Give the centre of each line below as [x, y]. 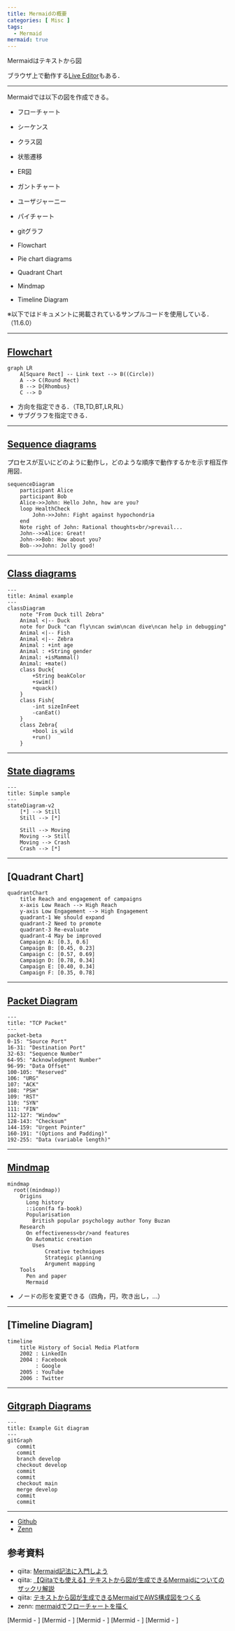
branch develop [38, 1459]
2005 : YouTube [42, 1372]
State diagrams [41, 771]
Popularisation [48, 1214]
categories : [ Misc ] [39, 20]
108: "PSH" [23, 1091]
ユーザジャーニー [42, 201]
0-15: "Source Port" [37, 1042]
